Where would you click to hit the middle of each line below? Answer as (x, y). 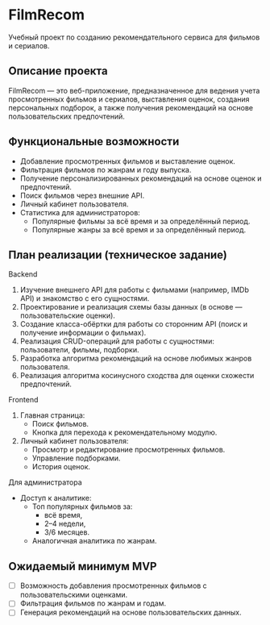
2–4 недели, (65, 524)
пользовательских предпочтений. (66, 116)
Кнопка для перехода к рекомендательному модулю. (125, 432)
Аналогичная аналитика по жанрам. (94, 541)
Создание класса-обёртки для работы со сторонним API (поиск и (134, 324)
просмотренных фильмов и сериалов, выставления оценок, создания (129, 99)
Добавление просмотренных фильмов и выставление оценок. (128, 161)
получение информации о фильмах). (83, 333)
